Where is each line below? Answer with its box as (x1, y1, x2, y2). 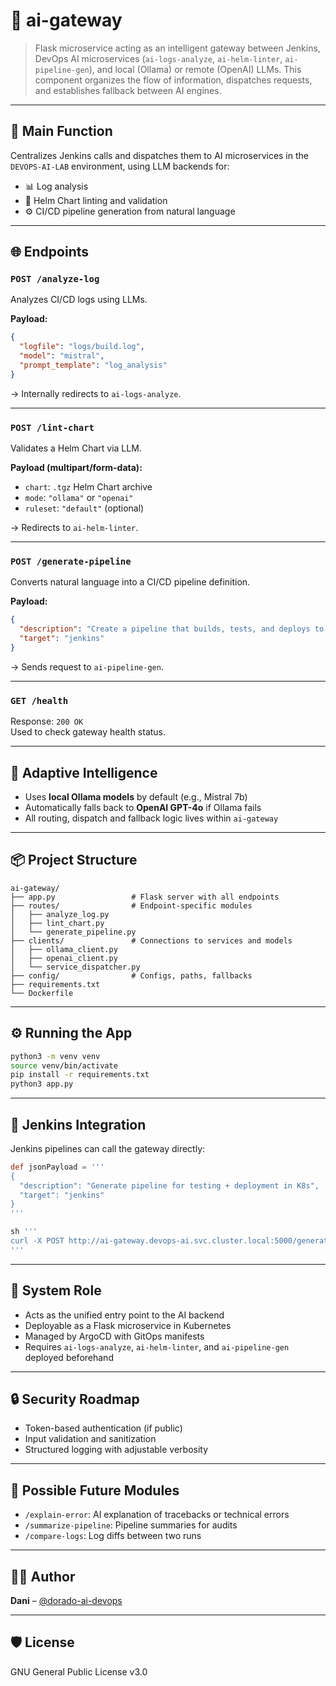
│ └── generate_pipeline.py (10, 927, 137, 937)
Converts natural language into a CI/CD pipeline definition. (10, 576, 251, 588)
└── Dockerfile (10, 988, 74, 998)
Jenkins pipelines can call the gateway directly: (10, 1142, 206, 1154)
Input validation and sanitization (24, 1433, 157, 1445)
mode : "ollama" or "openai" (24, 492, 134, 504)
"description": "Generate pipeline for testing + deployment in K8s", (19, 1180, 320, 1191)
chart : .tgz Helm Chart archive (24, 481, 153, 493)
